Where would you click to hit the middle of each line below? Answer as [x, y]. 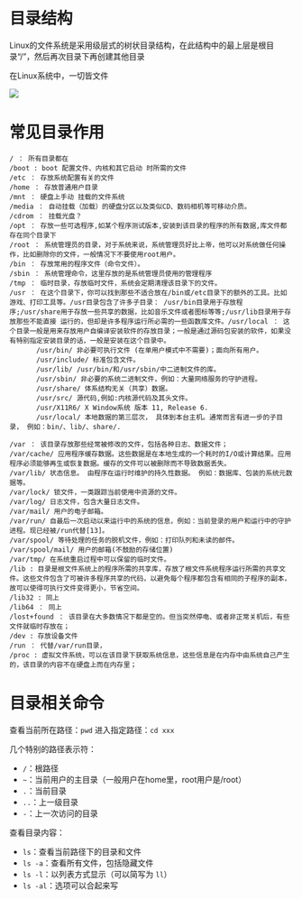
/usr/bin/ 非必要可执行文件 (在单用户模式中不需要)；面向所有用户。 [149, 350]
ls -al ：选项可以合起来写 [70, 885]
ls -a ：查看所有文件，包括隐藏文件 [88, 863]
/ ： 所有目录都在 [39, 159]
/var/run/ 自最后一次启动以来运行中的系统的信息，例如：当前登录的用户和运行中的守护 [150, 521]
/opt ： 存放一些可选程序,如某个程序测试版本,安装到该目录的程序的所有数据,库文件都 [148, 225]
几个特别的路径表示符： [53, 748]
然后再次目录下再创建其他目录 [90, 56]
